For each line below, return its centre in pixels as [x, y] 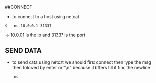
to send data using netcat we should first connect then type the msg [81, 62]
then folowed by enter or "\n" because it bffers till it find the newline [81, 67]
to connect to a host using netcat [46, 16]
